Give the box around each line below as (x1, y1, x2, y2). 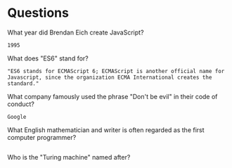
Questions (7, 5, 69, 21)
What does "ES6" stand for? (7, 54, 89, 63)
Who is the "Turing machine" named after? (7, 153, 131, 161)
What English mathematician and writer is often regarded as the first (7, 125, 205, 134)
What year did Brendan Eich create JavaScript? (7, 28, 144, 37)
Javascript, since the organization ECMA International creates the (7, 74, 212, 81)
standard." (7, 79, 39, 87)
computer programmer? (7, 133, 77, 141)
